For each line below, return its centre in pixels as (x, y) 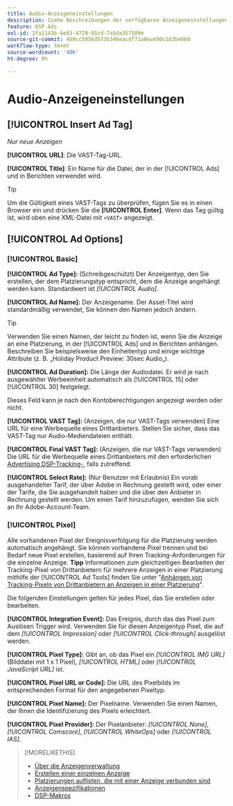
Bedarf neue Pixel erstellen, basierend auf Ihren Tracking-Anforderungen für (116, 555)
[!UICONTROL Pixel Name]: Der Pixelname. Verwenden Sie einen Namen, (112, 703)
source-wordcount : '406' (43, 53)
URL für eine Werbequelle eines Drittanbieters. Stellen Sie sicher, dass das (113, 428)
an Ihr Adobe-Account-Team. (49, 507)
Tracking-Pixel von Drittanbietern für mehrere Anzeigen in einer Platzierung (115, 569)
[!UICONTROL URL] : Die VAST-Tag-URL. (65, 155)
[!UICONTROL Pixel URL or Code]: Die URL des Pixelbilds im (94, 682)
